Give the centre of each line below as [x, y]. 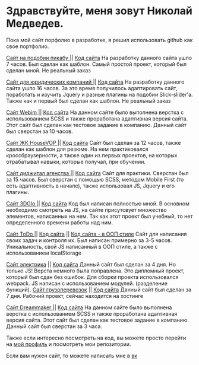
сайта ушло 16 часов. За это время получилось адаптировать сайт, [92, 88]
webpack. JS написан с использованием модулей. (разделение [87, 283]
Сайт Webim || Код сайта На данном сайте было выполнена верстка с [95, 112]
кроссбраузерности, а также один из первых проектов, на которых [92, 155]
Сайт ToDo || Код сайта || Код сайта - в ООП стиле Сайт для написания [97, 234]
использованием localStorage [44, 253]
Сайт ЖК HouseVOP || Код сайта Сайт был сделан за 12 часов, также [94, 142]
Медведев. [35, 23]
